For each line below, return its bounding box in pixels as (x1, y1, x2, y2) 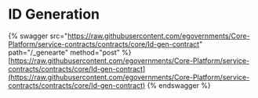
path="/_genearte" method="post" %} (8, 47, 132, 57)
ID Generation (8, 5, 100, 23)
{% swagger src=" (8, 31, 68, 40)
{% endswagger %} (147, 80, 211, 90)
